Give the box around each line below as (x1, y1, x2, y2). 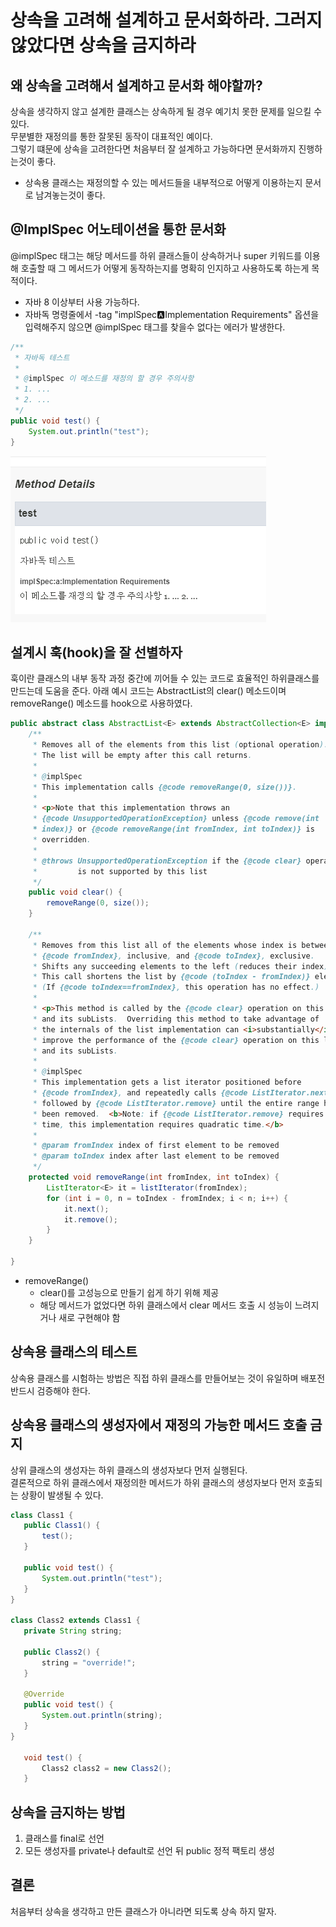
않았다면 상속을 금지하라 (10, 34, 197, 57)
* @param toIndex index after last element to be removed (32, 1151, 280, 1161)
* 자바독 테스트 (14, 352, 70, 363)
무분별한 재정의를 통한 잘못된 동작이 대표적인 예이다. (10, 131, 213, 142)
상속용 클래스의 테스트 (10, 1344, 138, 1361)
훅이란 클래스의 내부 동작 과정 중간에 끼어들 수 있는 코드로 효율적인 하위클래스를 (10, 672, 320, 685)
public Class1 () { (23, 1521, 101, 1531)
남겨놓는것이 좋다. (35, 189, 106, 201)
